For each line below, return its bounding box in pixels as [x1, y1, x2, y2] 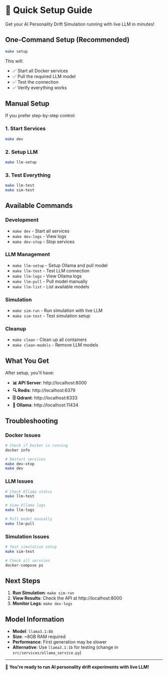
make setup [5, 49, 28, 54]
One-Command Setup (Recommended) [5, 36, 130, 44]
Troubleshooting [5, 417, 58, 425]
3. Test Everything [5, 171, 51, 178]
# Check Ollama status [5, 489, 52, 494]
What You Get [5, 357, 49, 365]
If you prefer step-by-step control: [5, 113, 76, 119]
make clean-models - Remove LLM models [12, 342, 98, 348]
